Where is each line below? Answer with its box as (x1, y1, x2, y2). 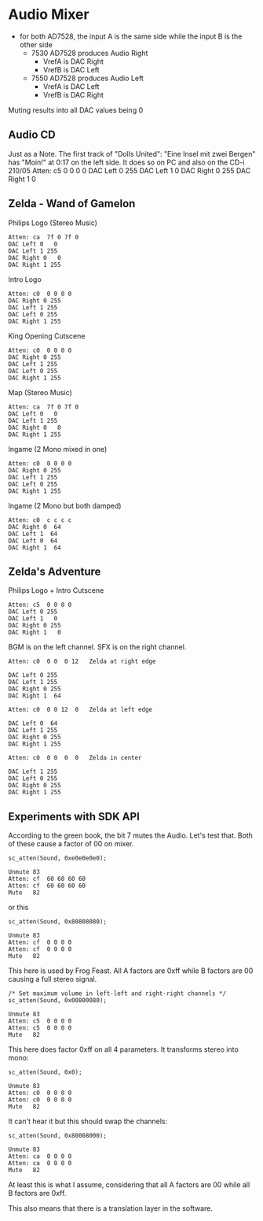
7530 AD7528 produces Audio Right (31, 48, 148, 57)
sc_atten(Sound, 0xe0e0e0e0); (8, 854, 108, 863)
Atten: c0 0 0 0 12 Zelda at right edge (8, 657, 156, 666)
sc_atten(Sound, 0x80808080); (8, 918, 108, 926)
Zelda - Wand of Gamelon (8, 197, 136, 210)
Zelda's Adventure (8, 564, 101, 578)
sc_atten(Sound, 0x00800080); (8, 997, 108, 1005)
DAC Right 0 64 (8, 523, 61, 531)
